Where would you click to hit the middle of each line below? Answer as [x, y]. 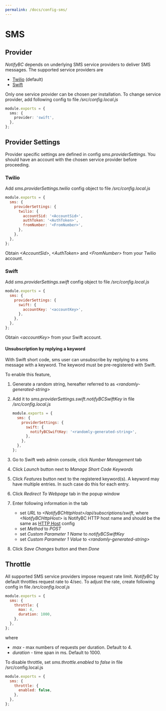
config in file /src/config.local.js [38, 587]
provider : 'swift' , [34, 118]
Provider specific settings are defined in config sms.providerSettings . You [81, 154]
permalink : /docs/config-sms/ [36, 10]
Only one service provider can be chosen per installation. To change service [83, 94]
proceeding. [18, 164]
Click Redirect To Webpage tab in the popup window [66, 493]
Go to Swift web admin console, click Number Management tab [77, 459]
